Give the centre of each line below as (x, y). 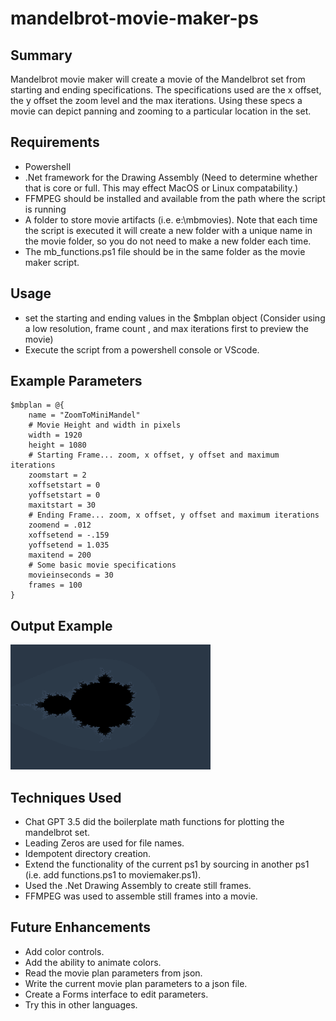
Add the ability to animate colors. (93, 962)
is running (45, 209)
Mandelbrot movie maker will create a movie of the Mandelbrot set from (158, 79)
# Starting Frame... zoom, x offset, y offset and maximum (154, 455)
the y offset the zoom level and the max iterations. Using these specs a (156, 100)
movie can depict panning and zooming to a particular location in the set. (161, 111)
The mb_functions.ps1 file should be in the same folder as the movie (165, 251)
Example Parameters (76, 381)
